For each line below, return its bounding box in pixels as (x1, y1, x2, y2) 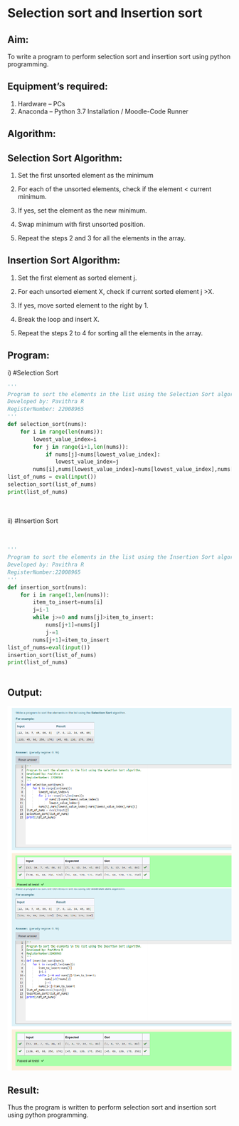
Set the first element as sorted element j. (17, 273, 137, 282)
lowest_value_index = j (55, 458, 119, 465)
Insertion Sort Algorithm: (7, 255, 121, 267)
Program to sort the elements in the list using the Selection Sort (7, 390, 215, 397)
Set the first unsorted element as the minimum (17, 171, 154, 180)
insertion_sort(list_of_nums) (7, 651, 97, 659)
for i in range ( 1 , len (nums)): (20, 591, 110, 599)
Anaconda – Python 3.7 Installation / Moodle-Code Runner (17, 107, 188, 116)
